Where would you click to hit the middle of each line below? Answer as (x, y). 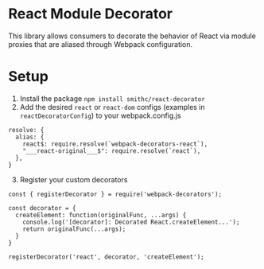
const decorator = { (43, 208)
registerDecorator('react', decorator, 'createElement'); (106, 257)
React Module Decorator (91, 14)
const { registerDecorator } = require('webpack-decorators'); (115, 194)
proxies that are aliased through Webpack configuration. (101, 44)
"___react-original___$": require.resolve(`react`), (112, 151)
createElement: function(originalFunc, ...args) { (101, 215)
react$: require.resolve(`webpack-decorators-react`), (115, 144)
